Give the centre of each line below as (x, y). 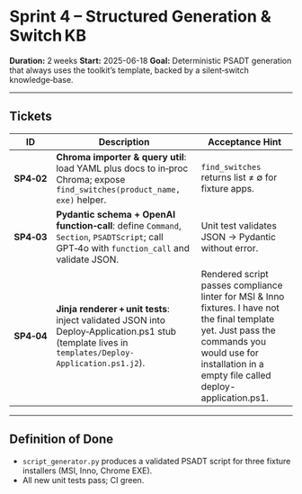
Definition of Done (62, 440)
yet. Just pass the (238, 330)
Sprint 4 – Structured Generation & (140, 17)
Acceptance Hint (244, 141)
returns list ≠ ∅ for (239, 177)
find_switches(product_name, (119, 189)
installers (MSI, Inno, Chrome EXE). (87, 471)
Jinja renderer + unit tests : (113, 309)
